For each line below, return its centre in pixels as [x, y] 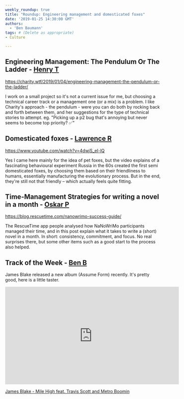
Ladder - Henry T [32, 70]
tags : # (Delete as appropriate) [40, 33]
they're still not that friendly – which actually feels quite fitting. [69, 181]
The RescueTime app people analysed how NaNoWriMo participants [75, 226]
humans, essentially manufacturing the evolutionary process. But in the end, [83, 176]
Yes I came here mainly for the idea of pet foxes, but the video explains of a [82, 160]
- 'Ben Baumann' [26, 28]
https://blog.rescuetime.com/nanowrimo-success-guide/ [63, 217]
